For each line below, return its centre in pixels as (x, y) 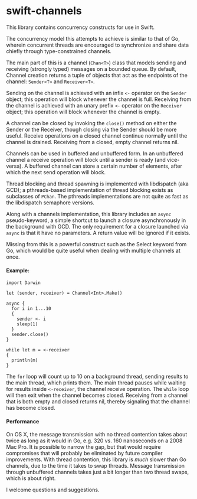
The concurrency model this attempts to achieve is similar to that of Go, (93, 38)
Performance (23, 421)
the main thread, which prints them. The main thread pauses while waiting (96, 383)
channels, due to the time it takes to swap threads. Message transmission (95, 466)
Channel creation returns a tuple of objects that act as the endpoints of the (97, 75)
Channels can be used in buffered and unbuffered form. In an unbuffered (95, 153)
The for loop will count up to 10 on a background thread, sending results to (97, 377)
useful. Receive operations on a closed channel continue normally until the (97, 136)
